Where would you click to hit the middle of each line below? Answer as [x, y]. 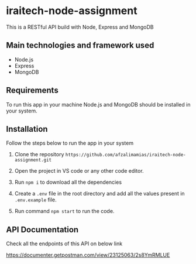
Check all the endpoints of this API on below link [64, 244]
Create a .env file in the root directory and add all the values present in [100, 194]
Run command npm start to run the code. [64, 211]
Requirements [32, 90]
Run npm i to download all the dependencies [68, 182]
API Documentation [42, 229]
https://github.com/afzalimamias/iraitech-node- [125, 155]
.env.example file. [35, 200]
